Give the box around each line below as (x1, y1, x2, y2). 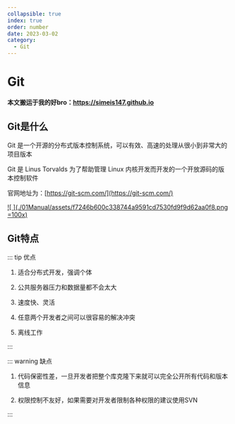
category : (7, 37, 37, 44)
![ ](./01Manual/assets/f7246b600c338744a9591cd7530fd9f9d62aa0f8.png (7, 202, 228, 211)
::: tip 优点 (7, 253, 37, 261)
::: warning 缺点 (7, 357, 53, 365)
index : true (7, 17, 42, 24)
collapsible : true (7, 10, 61, 18)
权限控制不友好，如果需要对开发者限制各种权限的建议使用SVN (17, 396, 198, 404)
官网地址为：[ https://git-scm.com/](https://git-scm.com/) (7, 188, 174, 197)
